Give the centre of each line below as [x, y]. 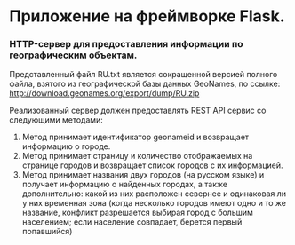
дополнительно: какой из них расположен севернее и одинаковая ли [154, 194]
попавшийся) [47, 232]
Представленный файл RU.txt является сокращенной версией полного [144, 75]
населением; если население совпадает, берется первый [132, 222]
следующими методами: [56, 120]
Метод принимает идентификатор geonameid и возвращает [136, 137]
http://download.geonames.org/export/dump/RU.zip [104, 93]
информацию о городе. [66, 146]
